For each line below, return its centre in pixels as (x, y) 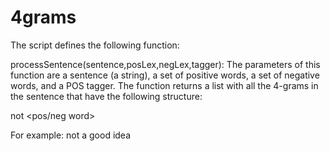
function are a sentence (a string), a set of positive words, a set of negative (165, 75)
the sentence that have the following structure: (106, 96)
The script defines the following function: (95, 45)
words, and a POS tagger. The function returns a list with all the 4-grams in (164, 85)
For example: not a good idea (71, 135)
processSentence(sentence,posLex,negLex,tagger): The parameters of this (165, 64)
